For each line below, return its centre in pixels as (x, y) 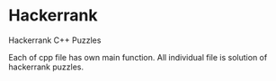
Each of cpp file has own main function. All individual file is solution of (138, 57)
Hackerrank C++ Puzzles (55, 40)
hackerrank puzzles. (46, 67)
